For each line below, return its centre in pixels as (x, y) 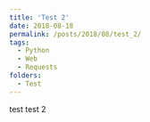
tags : (19, 42)
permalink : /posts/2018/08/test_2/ (75, 34)
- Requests (37, 68)
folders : (25, 76)
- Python (33, 51)
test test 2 (28, 109)
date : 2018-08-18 (42, 26)
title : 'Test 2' (39, 17)
